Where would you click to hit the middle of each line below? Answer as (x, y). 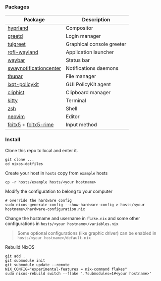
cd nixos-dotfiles (24, 164)
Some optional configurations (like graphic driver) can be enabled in (87, 233)
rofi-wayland (23, 52)
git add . (15, 256)
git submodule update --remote (37, 265)
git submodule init (25, 260)
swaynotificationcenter (34, 68)
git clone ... (20, 160)
